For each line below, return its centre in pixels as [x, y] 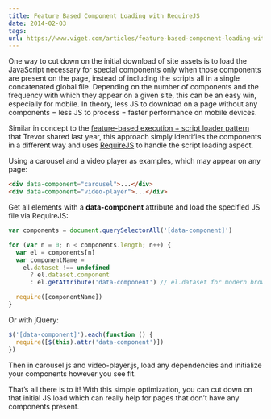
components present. [44, 406]
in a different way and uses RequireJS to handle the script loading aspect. [131, 145]
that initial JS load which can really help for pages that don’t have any [124, 398]
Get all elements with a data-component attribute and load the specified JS [134, 207]
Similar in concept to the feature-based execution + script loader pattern [129, 128]
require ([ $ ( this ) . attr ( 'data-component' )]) [90, 342]
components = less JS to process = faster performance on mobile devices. [133, 113]
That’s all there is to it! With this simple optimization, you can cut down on [130, 389]
